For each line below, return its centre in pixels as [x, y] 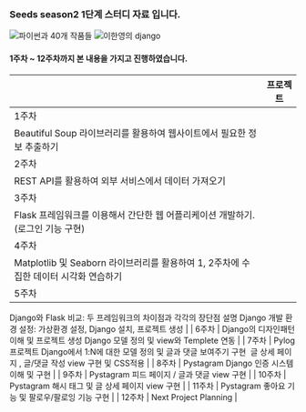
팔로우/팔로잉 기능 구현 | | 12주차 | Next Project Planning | [133, 397]
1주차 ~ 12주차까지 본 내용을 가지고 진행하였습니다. [99, 58]
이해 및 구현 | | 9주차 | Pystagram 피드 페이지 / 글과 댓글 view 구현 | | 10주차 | [148, 374]
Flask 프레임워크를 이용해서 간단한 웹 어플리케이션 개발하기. [134, 215]
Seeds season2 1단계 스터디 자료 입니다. [95, 14]
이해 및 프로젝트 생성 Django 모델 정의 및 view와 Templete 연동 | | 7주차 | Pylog [153, 340]
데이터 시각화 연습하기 [78, 276]
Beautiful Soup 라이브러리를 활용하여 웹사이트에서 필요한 [130, 133]
